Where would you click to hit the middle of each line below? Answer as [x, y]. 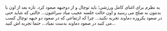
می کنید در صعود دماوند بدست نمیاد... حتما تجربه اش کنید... [60, 23]
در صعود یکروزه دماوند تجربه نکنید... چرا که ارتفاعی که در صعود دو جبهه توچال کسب [84, 18]
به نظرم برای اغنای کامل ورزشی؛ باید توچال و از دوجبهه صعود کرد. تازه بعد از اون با [83, 7]
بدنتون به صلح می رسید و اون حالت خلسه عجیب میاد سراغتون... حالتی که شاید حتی [83, 12]
